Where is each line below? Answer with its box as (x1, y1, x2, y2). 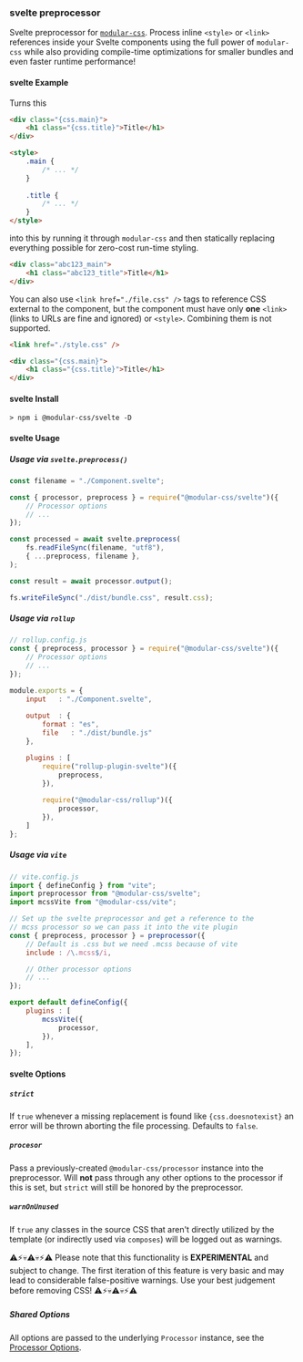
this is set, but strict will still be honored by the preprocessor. (9, 1181, 244, 1192)
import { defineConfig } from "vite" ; (9, 881, 157, 890)
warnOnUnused (9, 1202, 59, 1212)
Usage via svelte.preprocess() (9, 453, 128, 464)
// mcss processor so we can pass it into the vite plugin (9, 923, 238, 932)
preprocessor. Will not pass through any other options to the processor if (9, 1171, 284, 1182)
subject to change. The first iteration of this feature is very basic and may (9, 1264, 285, 1275)
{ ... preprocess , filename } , (25, 552, 141, 562)
